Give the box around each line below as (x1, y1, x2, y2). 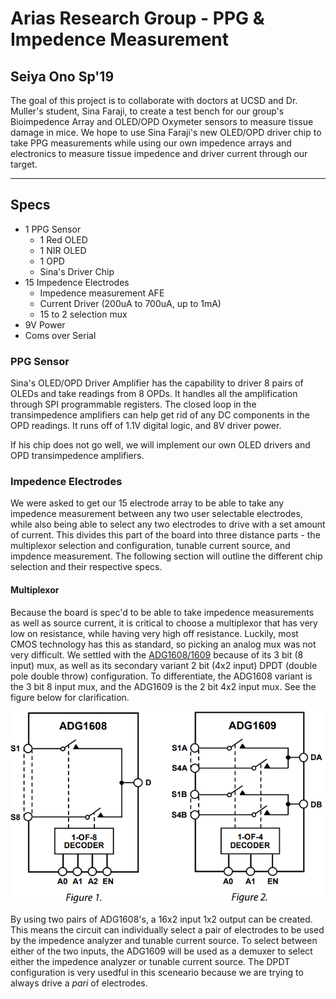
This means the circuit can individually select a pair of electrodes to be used (10, 923, 325, 936)
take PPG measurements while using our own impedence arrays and (10, 137, 292, 149)
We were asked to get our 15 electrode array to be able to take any (10, 497, 285, 509)
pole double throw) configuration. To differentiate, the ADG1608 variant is (10, 670, 313, 682)
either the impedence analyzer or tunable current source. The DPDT (10, 955, 291, 967)
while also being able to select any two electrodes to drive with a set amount (10, 518, 326, 531)
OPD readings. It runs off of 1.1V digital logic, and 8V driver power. (10, 420, 282, 432)
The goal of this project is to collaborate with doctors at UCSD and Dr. (10, 95, 298, 106)
